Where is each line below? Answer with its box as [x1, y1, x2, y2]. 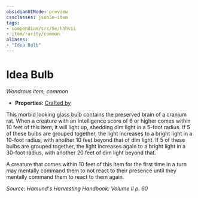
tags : [6, 20, 20, 26]
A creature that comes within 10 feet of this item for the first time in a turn [6, 160, 187, 167]
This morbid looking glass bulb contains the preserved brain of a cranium [6, 111, 187, 118]
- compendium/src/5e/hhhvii [6, 25, 77, 32]
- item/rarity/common [6, 31, 60, 37]
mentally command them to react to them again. [6, 173, 124, 180]
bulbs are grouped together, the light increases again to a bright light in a [6, 142, 186, 150]
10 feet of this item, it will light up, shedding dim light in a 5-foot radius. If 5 [6, 123, 190, 130]
